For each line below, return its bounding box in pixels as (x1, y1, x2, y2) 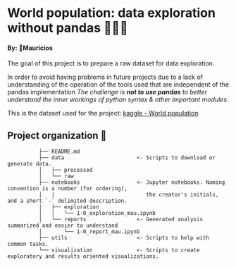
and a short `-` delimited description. (7, 197, 128, 205)
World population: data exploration (7, 5, 216, 21)
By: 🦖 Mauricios (7, 44, 53, 52)
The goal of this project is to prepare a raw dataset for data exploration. (7, 59, 215, 68)
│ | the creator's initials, (38, 192, 219, 199)
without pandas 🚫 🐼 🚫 (7, 20, 128, 36)
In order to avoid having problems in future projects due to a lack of (7, 73, 203, 82)
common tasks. (7, 241, 49, 248)
